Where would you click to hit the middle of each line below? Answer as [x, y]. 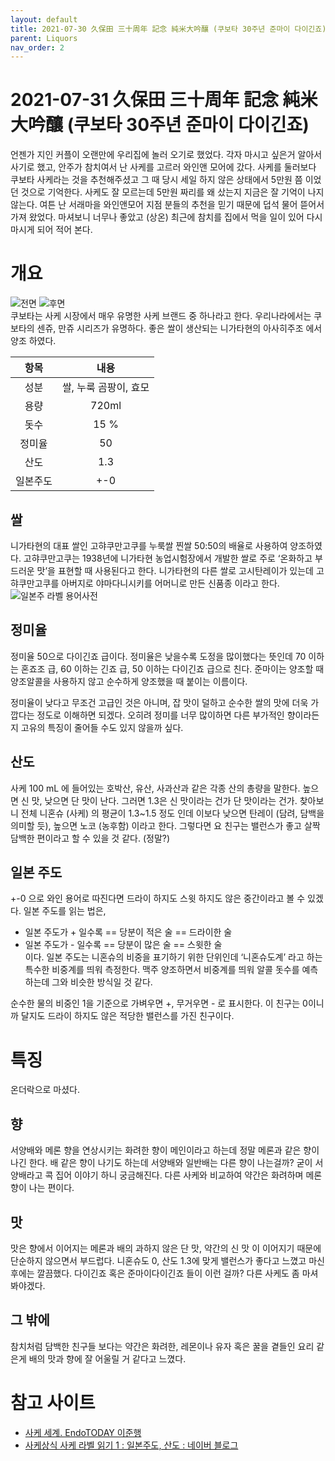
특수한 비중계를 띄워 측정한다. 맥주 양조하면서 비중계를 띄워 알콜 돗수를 [162, 970]
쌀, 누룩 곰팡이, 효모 [105, 388]
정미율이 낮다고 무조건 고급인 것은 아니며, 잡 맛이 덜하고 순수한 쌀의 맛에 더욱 [159, 702]
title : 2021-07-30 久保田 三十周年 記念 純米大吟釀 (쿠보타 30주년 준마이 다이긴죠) [168, 29]
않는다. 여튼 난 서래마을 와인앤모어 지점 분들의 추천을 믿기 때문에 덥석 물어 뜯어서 [167, 205]
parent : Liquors [44, 38]
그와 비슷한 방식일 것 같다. [102, 982]
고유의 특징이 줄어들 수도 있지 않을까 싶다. [102, 727]
